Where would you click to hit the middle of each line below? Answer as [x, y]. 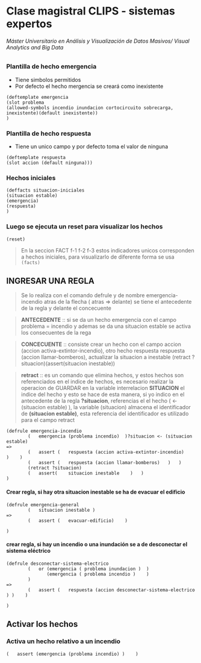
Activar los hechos [42, 624]
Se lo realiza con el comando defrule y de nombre [83, 295]
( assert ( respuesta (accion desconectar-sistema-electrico [112, 590]
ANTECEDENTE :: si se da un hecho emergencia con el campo [98, 320]
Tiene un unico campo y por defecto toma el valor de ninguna [91, 146]
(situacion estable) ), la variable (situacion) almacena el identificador [106, 407]
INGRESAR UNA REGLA [50, 281]
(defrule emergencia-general [43, 504]
